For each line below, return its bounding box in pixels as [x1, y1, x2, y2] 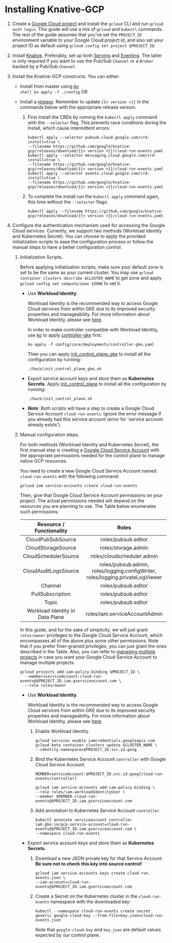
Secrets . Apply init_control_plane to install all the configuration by [27, 381, 167, 387]
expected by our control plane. [35, 932, 101, 938]
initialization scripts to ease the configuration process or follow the [12, 238, 154, 244]
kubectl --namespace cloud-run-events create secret [35, 908, 151, 914]
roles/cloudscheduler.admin [90, 552, 158, 559]
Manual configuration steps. [20, 431, 80, 438]
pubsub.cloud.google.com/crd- [85, 135, 150, 140]
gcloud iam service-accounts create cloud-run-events [20, 483, 138, 488]
